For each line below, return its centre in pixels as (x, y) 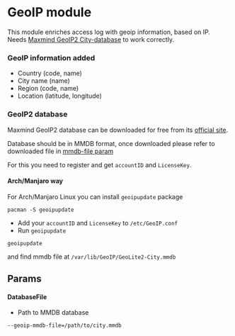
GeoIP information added (51, 57)
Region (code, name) (48, 89)
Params (24, 279)
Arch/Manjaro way (35, 181)
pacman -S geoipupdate (41, 210)
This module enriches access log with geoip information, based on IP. (109, 32)
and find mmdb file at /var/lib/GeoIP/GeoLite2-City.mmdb (92, 257)
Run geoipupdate (42, 230)
